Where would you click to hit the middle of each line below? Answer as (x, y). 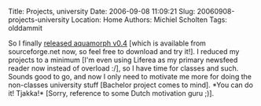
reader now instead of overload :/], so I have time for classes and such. (123, 68)
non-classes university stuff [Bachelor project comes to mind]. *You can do (131, 85)
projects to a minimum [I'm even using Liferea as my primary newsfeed (123, 60)
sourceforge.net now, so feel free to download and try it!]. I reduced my (124, 51)
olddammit (26, 28)
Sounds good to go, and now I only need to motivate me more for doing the (130, 77)
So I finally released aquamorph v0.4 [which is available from (107, 43)
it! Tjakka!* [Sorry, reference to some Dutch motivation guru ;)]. (111, 93)
